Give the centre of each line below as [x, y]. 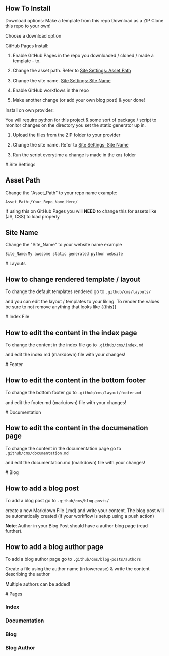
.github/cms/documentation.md [37, 453]
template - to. [27, 61]
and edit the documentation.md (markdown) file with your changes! [75, 462]
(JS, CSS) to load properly [32, 216]
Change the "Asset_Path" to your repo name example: [61, 193]
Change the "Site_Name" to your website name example [64, 245]
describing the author [28, 574]
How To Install [28, 8]
